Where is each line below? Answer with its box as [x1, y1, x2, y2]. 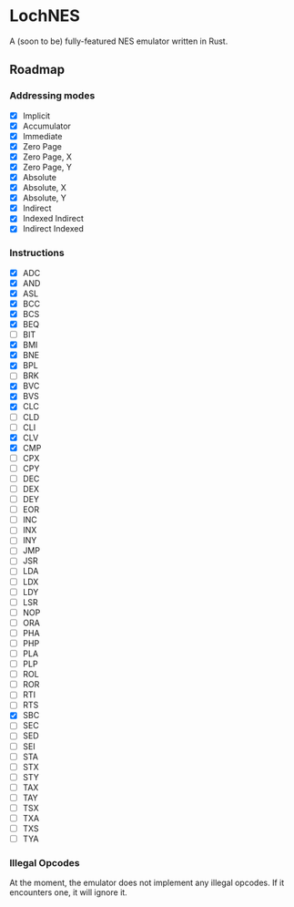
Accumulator [22, 120, 71, 131]
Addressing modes [9, 89, 96, 102]
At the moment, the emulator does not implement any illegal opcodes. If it [9, 877, 285, 889]
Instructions [9, 247, 66, 260]
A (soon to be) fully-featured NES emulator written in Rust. [9, 36, 228, 46]
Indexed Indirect [22, 213, 85, 224]
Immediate [22, 130, 63, 141]
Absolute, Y [22, 192, 66, 203]
